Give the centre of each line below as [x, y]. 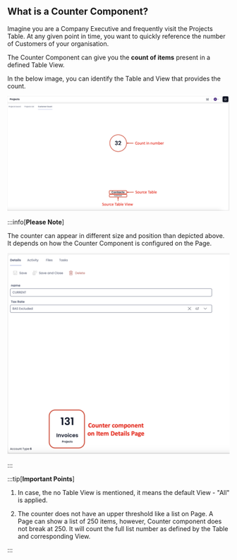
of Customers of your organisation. [58, 43]
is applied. [32, 500]
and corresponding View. [54, 536]
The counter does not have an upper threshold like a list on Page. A [115, 513]
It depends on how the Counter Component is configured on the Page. [110, 244]
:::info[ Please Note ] [36, 222]
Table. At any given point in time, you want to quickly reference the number [116, 36]
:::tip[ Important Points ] [41, 479]
